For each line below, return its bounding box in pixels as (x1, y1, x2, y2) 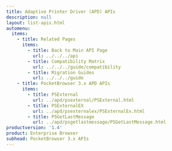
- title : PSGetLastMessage (27, 114, 95, 119)
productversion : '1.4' (6, 125, 62, 131)
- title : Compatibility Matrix (27, 58, 105, 64)
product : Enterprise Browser (6, 130, 79, 137)
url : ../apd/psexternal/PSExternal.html (32, 97, 135, 103)
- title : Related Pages (17, 36, 76, 42)
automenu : (6, 25, 31, 32)
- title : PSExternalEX (27, 102, 84, 109)
